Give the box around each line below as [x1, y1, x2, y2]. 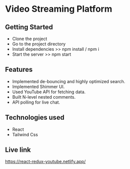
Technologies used [5, 113, 65, 122]
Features [5, 65, 33, 74]
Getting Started [5, 23, 53, 31]
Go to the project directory [12, 41, 66, 47]
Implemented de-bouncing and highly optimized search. [12, 78, 126, 84]
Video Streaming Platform [5, 3, 112, 15]
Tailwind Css [12, 131, 38, 137]
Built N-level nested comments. [12, 94, 76, 100]
